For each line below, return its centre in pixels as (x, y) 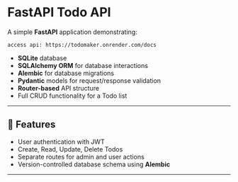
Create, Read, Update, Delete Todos (70, 149)
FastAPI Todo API (59, 12)
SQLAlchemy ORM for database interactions (83, 65)
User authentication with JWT (61, 142)
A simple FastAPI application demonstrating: (73, 32)
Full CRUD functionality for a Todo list (72, 96)
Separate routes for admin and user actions (81, 157)
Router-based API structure (58, 88)
